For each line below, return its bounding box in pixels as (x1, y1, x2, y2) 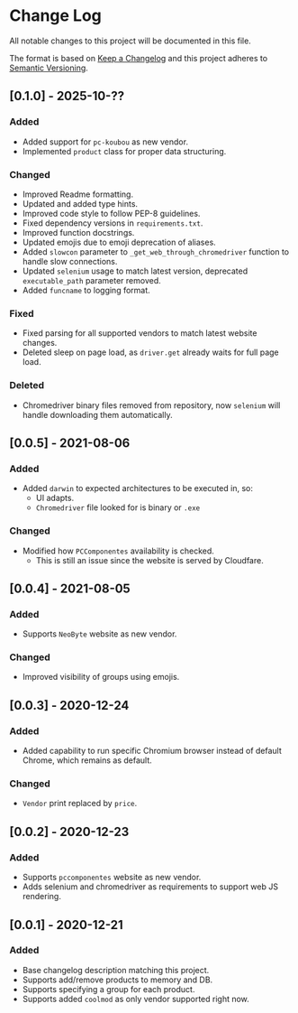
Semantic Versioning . (9, 62, 88, 73)
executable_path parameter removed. (22, 274, 162, 285)
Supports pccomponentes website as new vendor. (22, 872, 202, 883)
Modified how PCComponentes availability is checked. (22, 545, 214, 556)
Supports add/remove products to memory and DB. (22, 974, 213, 985)
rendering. (22, 891, 61, 902)
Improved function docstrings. (22, 227, 135, 237)
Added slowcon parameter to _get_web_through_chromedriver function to (22, 246, 290, 257)
